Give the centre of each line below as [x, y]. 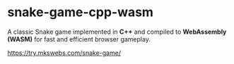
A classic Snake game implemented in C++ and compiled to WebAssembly [117, 32]
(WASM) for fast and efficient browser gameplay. [79, 39]
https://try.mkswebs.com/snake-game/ [64, 53]
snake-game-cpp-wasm [81, 12]
